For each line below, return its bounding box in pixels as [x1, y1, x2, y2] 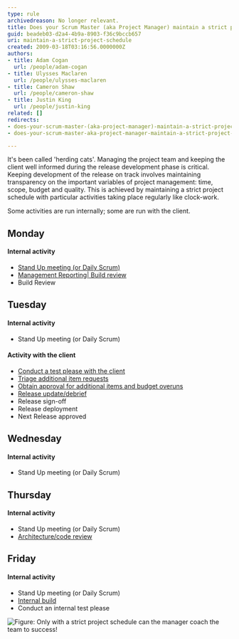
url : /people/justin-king [14, 103, 91, 110]
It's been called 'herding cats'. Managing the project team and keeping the [7, 155, 225, 164]
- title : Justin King [7, 97, 72, 104]
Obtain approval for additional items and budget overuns [17, 381, 184, 390]
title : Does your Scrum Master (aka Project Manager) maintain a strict [7, 23, 228, 31]
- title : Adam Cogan [7, 57, 69, 64]
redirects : [7, 116, 40, 123]
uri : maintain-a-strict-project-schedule [7, 37, 132, 44]
